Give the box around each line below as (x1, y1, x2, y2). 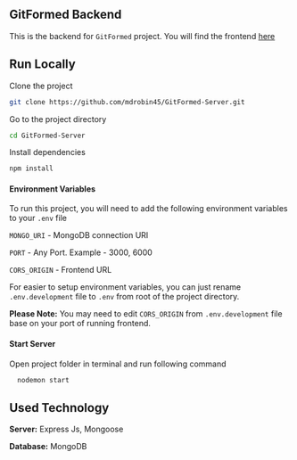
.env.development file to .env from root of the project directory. (9, 292, 240, 302)
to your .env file (9, 213, 67, 224)
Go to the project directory (9, 113, 107, 124)
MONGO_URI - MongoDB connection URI (9, 230, 149, 241)
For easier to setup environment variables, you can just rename (9, 282, 242, 292)
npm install (9, 164, 54, 173)
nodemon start (17, 375, 70, 384)
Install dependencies (9, 147, 87, 158)
